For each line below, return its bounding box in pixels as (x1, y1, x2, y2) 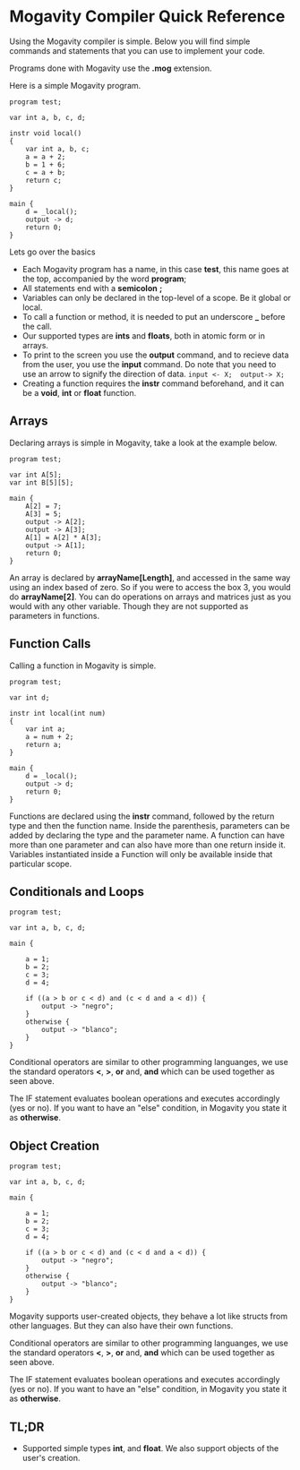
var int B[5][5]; (9, 477, 74, 487)
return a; (25, 740, 63, 749)
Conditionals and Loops (9, 884, 145, 899)
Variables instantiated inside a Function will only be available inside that (9, 848, 273, 859)
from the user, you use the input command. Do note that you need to (21, 358, 277, 369)
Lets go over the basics (9, 246, 96, 257)
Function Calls (9, 636, 91, 651)
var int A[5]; (9, 470, 63, 479)
